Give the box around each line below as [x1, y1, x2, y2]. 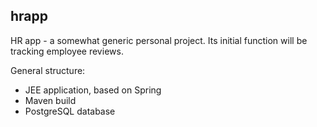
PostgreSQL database [24, 105, 116, 117]
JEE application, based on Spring [24, 84, 162, 96]
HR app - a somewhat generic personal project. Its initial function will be [10, 34, 308, 46]
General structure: [10, 64, 86, 76]
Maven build [24, 94, 77, 106]
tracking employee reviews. [10, 45, 124, 57]
